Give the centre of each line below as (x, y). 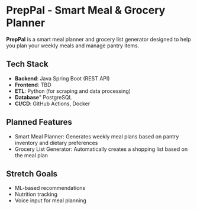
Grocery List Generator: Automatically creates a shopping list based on (101, 149)
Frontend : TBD (33, 85)
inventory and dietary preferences (56, 143)
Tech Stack (27, 64)
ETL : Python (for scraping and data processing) (73, 91)
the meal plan (31, 155)
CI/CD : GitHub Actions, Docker (52, 104)
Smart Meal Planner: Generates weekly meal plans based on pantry (97, 136)
